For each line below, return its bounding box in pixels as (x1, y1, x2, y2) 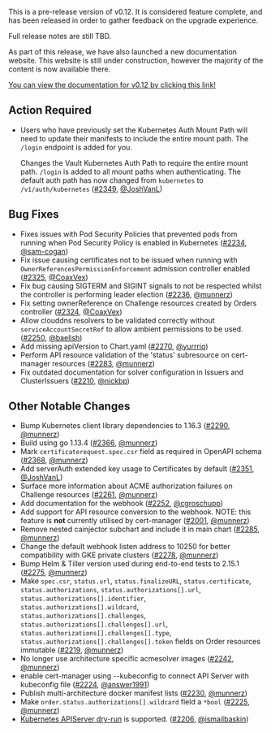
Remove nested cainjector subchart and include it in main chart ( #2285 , (19, 524, 260, 535)
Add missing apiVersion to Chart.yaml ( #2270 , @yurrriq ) (19, 341, 209, 351)
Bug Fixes (8, 207, 59, 222)
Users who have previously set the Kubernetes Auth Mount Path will (19, 125, 248, 135)
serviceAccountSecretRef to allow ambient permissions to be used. (19, 324, 243, 334)
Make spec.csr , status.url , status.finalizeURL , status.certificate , (19, 576, 252, 586)
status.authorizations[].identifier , (19, 593, 147, 604)
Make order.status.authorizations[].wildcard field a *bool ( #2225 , (19, 697, 250, 707)
